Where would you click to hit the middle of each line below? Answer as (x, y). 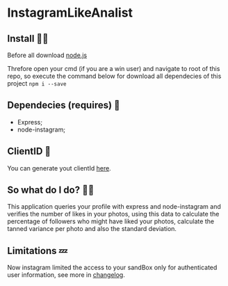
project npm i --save (37, 84)
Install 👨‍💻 (28, 39)
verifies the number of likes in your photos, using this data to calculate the (113, 214)
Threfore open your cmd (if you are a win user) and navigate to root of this (114, 69)
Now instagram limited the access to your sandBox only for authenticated (112, 268)
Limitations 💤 (38, 251)
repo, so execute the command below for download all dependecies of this (114, 76)
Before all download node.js (47, 55)
